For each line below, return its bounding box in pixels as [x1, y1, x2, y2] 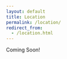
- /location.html [11, 30, 54, 36]
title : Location [6, 14, 45, 20]
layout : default [6, 8, 45, 15]
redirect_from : [6, 25, 43, 31]
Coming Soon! [6, 46, 41, 53]
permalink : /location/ [6, 19, 61, 25]
